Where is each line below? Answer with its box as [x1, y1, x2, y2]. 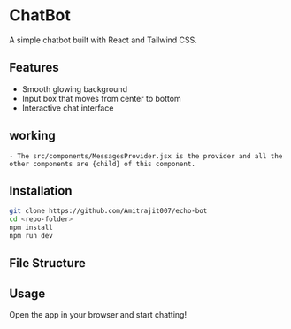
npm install [9, 223, 53, 233]
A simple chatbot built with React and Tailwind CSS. [9, 34, 197, 45]
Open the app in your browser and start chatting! [9, 310, 188, 320]
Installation [9, 183, 73, 198]
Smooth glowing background [21, 83, 128, 94]
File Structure [9, 256, 86, 271]
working [9, 128, 56, 143]
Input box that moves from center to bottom [21, 93, 181, 103]
